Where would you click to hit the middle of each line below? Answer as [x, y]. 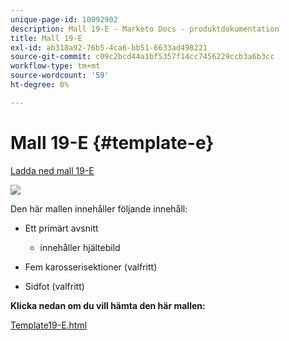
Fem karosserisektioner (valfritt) [91, 267]
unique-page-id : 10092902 [64, 19]
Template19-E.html [49, 325]
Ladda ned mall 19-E [52, 170]
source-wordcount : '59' [60, 76]
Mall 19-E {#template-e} [112, 142]
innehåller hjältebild [80, 247]
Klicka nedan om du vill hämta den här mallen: [108, 305]
